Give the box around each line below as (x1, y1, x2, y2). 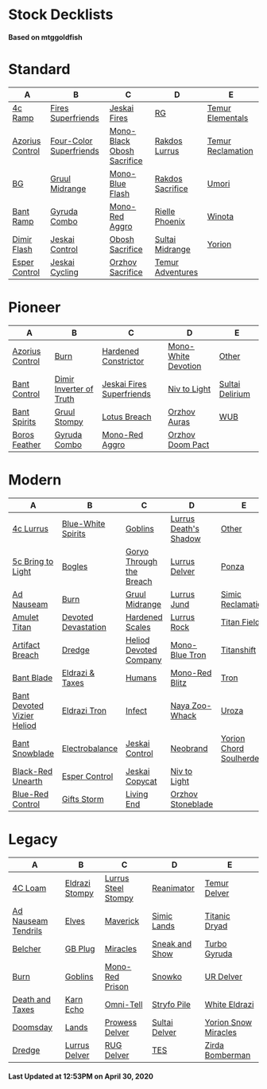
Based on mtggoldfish (8, 32, 83, 41)
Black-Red (12, 765, 53, 776)
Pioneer (8, 298, 61, 316)
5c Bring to (12, 555, 54, 566)
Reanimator (152, 882, 195, 893)
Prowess (104, 1017, 137, 1028)
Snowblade (12, 748, 54, 759)
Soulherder (221, 753, 262, 764)
